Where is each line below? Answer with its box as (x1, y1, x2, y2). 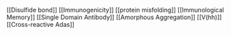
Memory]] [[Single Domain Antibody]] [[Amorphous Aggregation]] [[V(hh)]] (6, 13, 222, 21)
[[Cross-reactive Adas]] (6, 21, 74, 28)
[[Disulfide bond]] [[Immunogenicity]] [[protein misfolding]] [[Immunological (6, 6, 224, 14)
